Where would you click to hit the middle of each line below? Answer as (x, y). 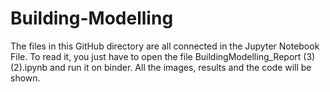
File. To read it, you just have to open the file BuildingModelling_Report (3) (163, 56)
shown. (25, 78)
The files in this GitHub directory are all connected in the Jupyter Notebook (165, 46)
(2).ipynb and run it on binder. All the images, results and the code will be (161, 67)
